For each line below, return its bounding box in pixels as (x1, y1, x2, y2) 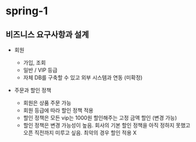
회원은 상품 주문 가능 (23, 100, 72, 106)
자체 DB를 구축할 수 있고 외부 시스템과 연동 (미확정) (23, 74, 143, 81)
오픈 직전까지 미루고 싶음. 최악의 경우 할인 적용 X (23, 129, 137, 136)
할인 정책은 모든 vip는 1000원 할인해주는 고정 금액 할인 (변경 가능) (23, 115, 177, 121)
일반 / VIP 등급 (23, 67, 58, 73)
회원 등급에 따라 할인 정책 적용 (23, 107, 94, 114)
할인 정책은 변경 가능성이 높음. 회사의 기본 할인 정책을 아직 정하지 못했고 (23, 122, 191, 129)
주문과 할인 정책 (14, 87, 51, 94)
